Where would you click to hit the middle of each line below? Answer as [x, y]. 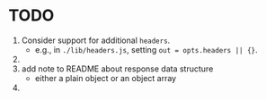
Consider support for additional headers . [96, 40]
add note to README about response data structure [117, 69]
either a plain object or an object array [106, 78]
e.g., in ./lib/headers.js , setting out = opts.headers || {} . [146, 49]
